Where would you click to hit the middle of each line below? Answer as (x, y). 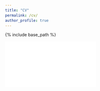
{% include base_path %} (31, 35)
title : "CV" (17, 10)
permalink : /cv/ (21, 15)
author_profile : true (27, 20)
